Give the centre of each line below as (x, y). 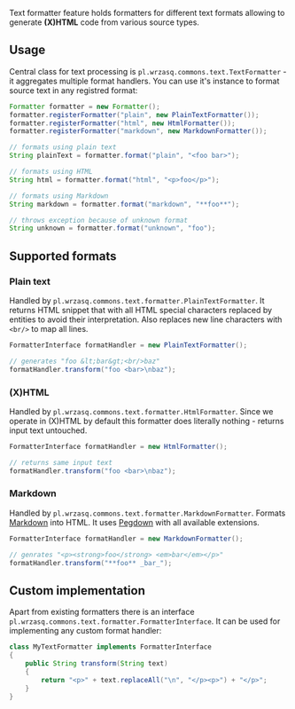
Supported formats (63, 256)
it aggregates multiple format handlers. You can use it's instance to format (144, 81)
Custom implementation (78, 591)
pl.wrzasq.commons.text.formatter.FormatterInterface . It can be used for (145, 621)
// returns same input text (61, 462)
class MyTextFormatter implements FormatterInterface (111, 647)
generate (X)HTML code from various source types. (104, 22)
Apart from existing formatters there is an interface (102, 612)
